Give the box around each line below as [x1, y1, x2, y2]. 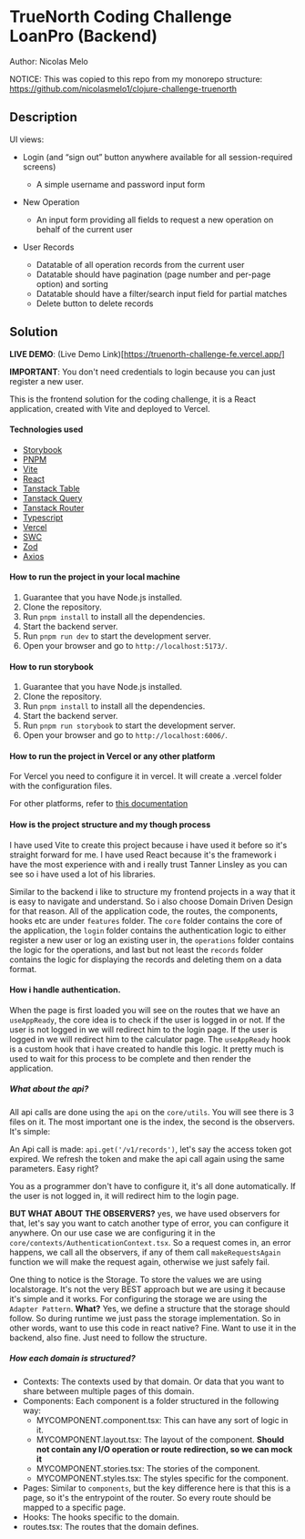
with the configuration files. [9, 781, 112, 792]
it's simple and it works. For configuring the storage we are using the [9, 1293, 268, 1304]
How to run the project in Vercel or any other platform [9, 750, 216, 762]
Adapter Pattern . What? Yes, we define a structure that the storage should [9, 1303, 290, 1314]
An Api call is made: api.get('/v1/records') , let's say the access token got [9, 1144, 292, 1154]
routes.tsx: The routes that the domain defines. [22, 1521, 199, 1532]
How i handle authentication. [9, 984, 121, 995]
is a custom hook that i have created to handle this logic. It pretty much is [9, 1043, 285, 1054]
